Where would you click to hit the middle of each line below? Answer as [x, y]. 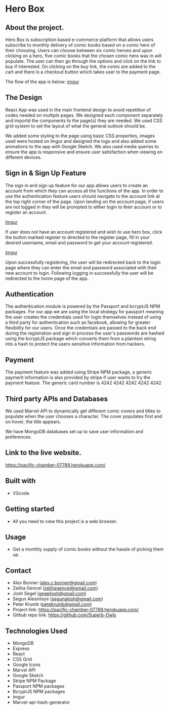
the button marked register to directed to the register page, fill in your [78, 237]
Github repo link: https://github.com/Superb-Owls [64, 615]
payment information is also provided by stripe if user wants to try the [78, 378]
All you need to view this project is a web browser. [65, 521]
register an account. [26, 212]
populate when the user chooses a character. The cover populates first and [84, 416]
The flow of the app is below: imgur [42, 82]
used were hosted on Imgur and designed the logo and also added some [81, 141]
